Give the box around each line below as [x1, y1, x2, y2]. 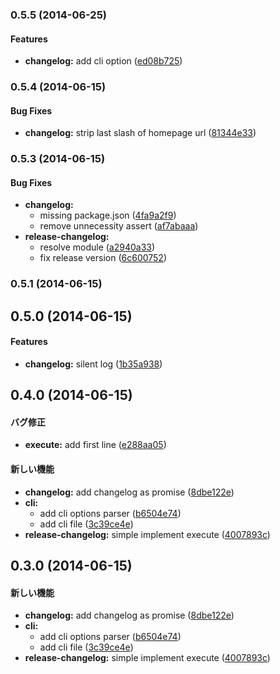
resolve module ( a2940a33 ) [39, 241, 156, 253]
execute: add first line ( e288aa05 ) [24, 439, 167, 451]
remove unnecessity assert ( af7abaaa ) [39, 220, 199, 232]
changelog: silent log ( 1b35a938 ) [24, 358, 163, 370]
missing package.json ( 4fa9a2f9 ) [39, 209, 177, 222]
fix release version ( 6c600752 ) [39, 252, 168, 264]
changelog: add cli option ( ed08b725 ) [24, 55, 183, 67]
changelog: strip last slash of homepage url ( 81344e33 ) [24, 127, 257, 139]
